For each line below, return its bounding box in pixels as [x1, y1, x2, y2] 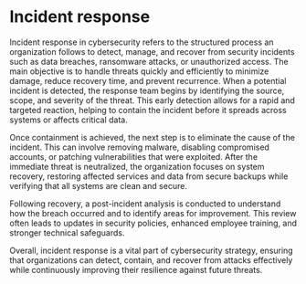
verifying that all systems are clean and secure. [9, 180, 187, 191]
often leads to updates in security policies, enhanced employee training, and [9, 217, 298, 228]
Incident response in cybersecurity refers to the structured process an [9, 37, 274, 47]
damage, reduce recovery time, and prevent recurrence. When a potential [9, 75, 287, 86]
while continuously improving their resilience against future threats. [9, 264, 263, 275]
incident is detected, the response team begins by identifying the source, [9, 85, 285, 96]
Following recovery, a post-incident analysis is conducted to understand [9, 198, 281, 209]
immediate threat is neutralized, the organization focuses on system [9, 161, 265, 172]
